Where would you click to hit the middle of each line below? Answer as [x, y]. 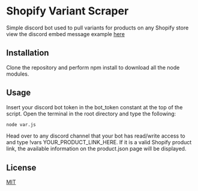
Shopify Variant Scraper [67, 11]
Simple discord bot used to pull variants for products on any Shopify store [97, 28]
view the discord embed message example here [65, 34]
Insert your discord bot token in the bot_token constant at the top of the [94, 107]
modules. [18, 74]
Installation [28, 53]
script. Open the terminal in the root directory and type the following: [91, 114]
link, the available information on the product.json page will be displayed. [96, 149]
